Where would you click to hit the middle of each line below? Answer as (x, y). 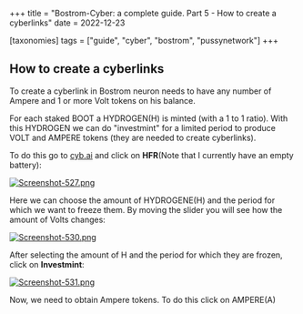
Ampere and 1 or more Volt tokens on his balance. (102, 100)
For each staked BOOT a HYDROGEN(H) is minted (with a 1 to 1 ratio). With (149, 118)
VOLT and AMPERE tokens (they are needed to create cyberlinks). (133, 137)
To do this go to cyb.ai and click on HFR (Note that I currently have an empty (151, 155)
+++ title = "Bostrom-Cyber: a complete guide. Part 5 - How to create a (143, 13)
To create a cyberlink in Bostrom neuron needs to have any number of (141, 91)
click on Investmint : (47, 264)
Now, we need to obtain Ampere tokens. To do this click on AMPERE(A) (142, 299)
